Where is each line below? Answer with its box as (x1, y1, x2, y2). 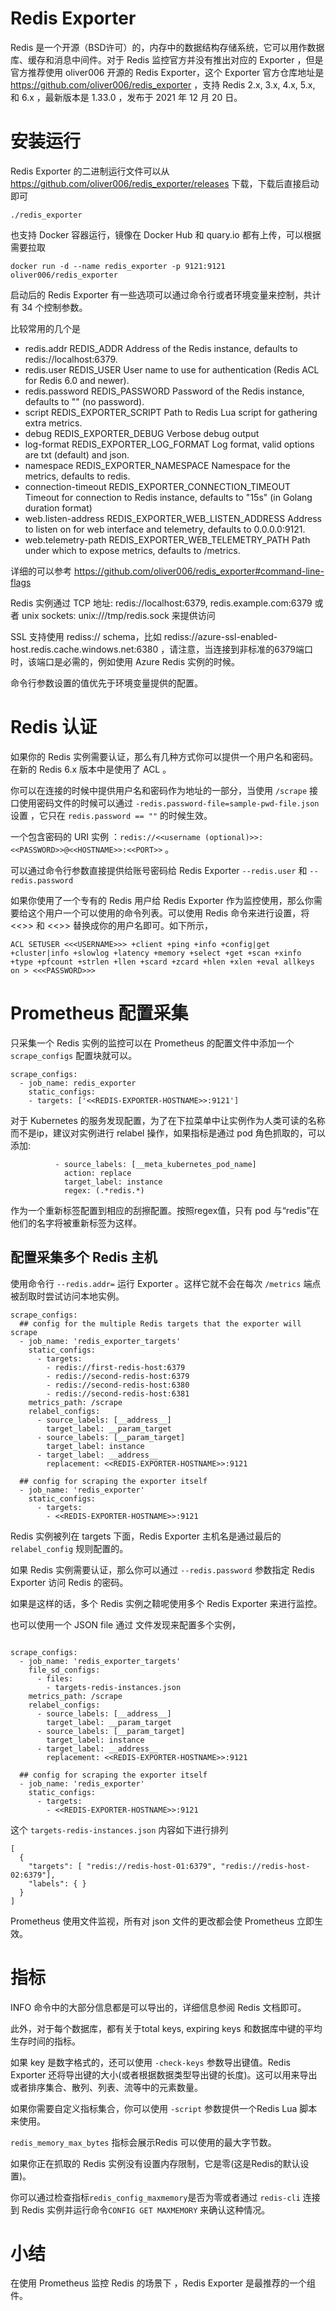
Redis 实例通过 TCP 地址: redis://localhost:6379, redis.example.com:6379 (10, 597, 313, 609)
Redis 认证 (10, 716, 98, 739)
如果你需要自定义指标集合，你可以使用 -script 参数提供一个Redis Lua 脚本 (10, 2102, 318, 2114)
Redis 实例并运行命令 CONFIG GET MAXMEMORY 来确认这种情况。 (21, 2203, 271, 2216)
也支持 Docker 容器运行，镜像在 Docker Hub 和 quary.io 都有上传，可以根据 (10, 228, 322, 241)
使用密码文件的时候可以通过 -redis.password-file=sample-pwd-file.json (18, 797, 320, 809)
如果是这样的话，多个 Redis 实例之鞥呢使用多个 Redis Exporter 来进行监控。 (10, 1597, 323, 1609)
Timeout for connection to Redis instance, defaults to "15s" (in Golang (24, 491, 313, 503)
